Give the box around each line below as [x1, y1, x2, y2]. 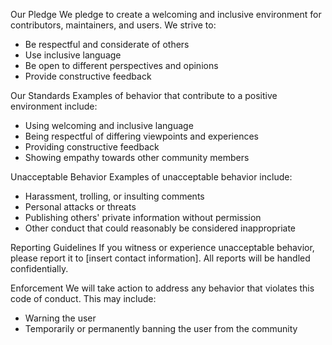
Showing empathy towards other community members [24, 152, 250, 163]
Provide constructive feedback [24, 70, 152, 82]
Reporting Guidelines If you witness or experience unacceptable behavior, [10, 242, 315, 253]
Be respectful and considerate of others [24, 39, 190, 50]
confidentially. [10, 263, 69, 274]
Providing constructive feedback [24, 141, 160, 153]
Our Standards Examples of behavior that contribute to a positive [10, 90, 278, 101]
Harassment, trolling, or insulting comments [24, 190, 205, 202]
